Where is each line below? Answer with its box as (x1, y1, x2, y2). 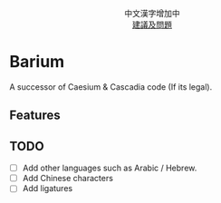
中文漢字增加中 (124, 8, 180, 18)
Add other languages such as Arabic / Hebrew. (22, 162, 197, 174)
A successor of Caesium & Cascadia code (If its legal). (9, 81, 213, 92)
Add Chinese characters (22, 173, 113, 184)
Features (9, 108, 61, 123)
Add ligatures (22, 183, 73, 194)
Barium (9, 52, 65, 72)
